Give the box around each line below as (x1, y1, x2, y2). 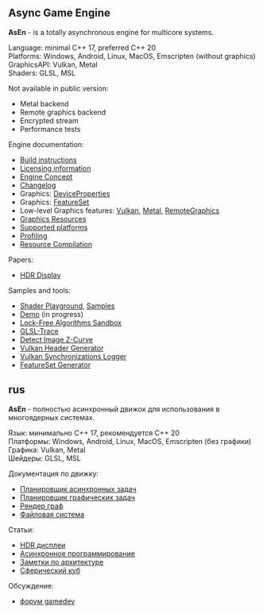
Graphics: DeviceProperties (19, 188, 110, 198)
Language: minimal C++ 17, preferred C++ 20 (8, 43, 157, 52)
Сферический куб (19, 566, 81, 575)
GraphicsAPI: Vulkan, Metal (8, 60, 98, 69)
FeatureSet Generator (19, 360, 91, 369)
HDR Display (19, 270, 61, 280)
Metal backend (19, 98, 69, 108)
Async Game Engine (8, 6, 111, 20)
